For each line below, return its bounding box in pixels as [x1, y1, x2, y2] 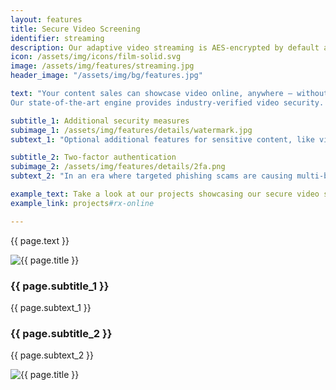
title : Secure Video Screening [10, 24, 141, 34]
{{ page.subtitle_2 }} [10, 326, 113, 340]
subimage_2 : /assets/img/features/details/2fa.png [10, 162, 226, 172]
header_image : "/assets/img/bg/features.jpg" [10, 71, 203, 81]
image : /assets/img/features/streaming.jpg [10, 61, 195, 71]
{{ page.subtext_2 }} [10, 349, 95, 361]
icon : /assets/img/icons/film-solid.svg [10, 52, 182, 62]
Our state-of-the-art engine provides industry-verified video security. [10, 97, 325, 108]
